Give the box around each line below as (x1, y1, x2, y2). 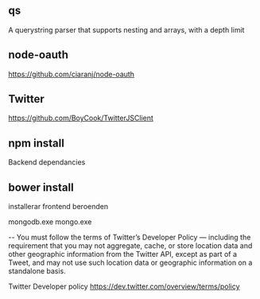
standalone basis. (8, 266, 66, 276)
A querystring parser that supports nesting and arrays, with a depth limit (8, 25, 245, 34)
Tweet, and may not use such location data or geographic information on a (8, 258, 253, 267)
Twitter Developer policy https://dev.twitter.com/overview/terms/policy (8, 282, 240, 291)
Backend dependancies (8, 157, 86, 167)
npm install (8, 136, 65, 149)
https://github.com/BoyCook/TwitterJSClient (8, 113, 153, 123)
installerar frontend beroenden (8, 202, 109, 212)
